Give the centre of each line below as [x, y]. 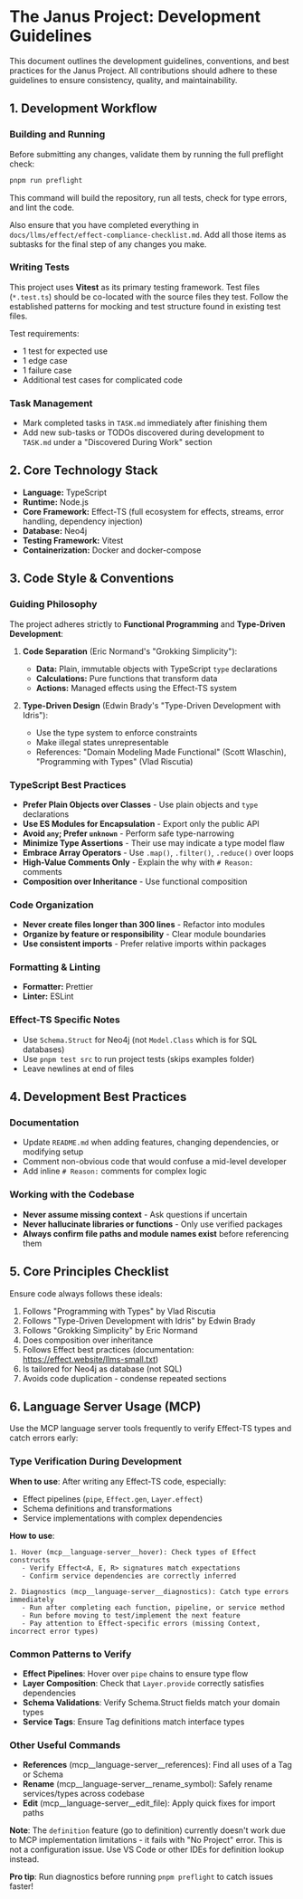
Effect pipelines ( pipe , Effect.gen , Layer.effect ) [113, 1498]
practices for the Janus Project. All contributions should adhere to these [143, 71]
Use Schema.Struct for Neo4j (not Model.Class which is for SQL [140, 1040]
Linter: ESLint [48, 996]
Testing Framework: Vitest [73, 540]
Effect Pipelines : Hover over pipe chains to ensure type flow [135, 1673]
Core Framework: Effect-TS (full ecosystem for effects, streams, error [153, 511]
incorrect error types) [54, 1631]
